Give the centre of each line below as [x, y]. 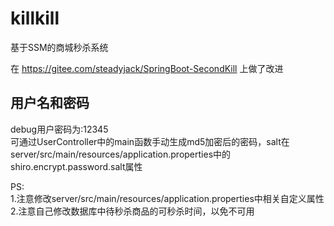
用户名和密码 [50, 103]
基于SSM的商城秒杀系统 [59, 47]
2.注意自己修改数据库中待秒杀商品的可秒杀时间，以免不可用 [132, 211]
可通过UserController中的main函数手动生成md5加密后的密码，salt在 [150, 141]
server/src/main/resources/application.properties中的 [121, 154]
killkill [35, 18]
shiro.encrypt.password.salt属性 [76, 166]
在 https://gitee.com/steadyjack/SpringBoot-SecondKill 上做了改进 [147, 68]
